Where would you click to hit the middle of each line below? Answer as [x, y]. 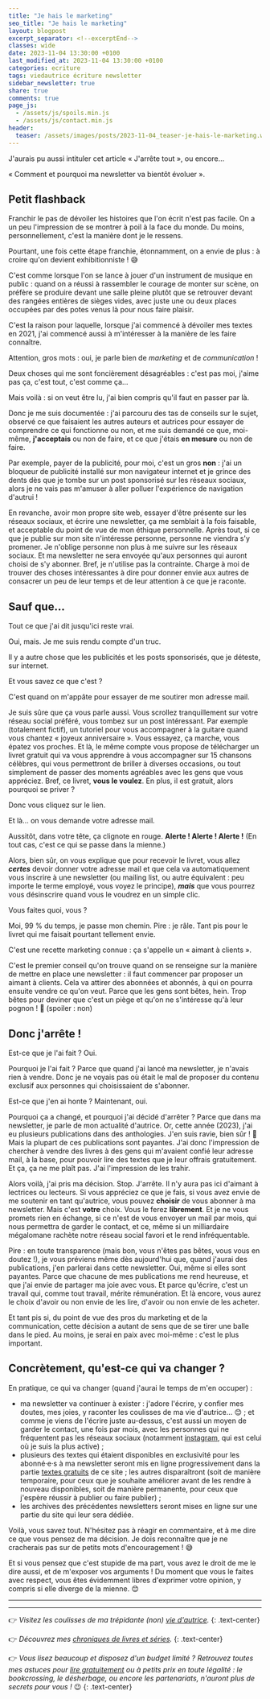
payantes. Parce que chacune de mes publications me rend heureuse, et [129, 1276]
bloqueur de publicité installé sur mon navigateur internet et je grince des [130, 472]
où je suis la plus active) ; [62, 1446]
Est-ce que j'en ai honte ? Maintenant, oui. [78, 1101]
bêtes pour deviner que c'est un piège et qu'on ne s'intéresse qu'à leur [126, 1000]
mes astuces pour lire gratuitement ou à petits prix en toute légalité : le [126, 1669]
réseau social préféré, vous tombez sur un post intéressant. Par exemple [129, 721]
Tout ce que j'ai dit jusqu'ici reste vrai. [71, 626]
